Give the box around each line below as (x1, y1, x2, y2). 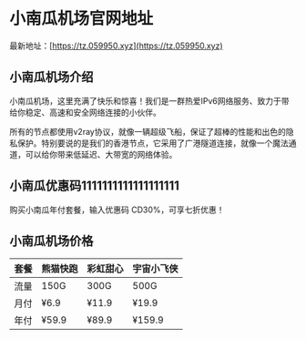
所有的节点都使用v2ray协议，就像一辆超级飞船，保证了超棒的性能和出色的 (9, 126, 287, 137)
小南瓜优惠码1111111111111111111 (9, 179, 180, 194)
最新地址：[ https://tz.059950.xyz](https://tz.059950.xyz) (9, 40, 223, 51)
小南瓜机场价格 (9, 233, 94, 249)
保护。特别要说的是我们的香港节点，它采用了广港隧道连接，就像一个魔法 (16, 138, 289, 149)
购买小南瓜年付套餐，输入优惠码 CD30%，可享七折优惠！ (9, 204, 225, 215)
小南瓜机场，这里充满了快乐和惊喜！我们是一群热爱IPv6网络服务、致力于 (9, 95, 282, 106)
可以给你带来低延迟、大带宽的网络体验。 (25, 149, 178, 159)
